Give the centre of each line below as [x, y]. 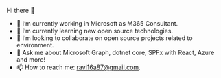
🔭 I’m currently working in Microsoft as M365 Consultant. [97, 23]
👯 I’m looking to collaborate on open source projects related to [104, 38]
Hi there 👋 [21, 11]
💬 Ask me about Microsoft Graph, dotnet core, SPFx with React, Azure [115, 52]
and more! [31, 60]
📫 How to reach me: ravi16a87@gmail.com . [79, 67]
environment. [35, 45]
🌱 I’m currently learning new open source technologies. [94, 31]
